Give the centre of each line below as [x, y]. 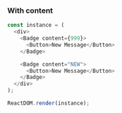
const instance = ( [36, 25]
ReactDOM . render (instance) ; [49, 103]
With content [30, 11]
